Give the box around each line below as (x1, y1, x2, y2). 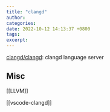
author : (6, 15, 26, 21)
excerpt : (6, 37, 28, 43)
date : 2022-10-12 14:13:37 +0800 (6, 25, 91, 32)
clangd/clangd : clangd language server (6, 54, 104, 61)
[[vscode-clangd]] (6, 99, 52, 106)
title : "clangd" (6, 8, 47, 15)
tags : (6, 31, 20, 38)
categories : (6, 20, 36, 26)
